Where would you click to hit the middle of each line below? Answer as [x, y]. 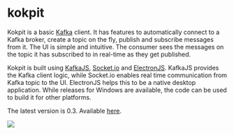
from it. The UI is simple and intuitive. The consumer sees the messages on [116, 47]
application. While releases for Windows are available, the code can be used [117, 90]
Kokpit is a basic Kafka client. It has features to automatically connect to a [114, 32]
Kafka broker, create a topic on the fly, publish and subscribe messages [111, 39]
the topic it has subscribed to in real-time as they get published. [99, 54]
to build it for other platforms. [50, 97]
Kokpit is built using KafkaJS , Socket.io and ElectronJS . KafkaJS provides [113, 67]
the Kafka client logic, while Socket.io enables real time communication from [117, 75]
